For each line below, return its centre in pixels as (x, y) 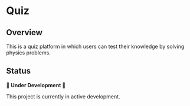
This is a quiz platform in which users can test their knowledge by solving (95, 46)
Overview (24, 33)
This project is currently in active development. (63, 96)
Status (19, 71)
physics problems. (29, 53)
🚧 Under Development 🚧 (36, 85)
